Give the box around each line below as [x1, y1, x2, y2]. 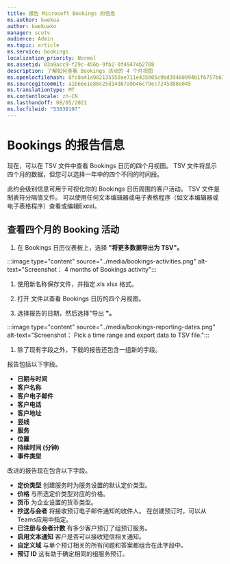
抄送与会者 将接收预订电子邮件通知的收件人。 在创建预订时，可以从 [16, 506, 207, 515]
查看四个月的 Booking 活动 [7, 224, 120, 235]
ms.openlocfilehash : [7, 73, 66, 81]
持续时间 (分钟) [16, 443, 60, 451]
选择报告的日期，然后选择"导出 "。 [16, 309, 115, 317]
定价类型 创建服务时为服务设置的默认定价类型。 [16, 481, 151, 489]
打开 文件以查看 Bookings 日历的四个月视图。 [16, 294, 145, 303]
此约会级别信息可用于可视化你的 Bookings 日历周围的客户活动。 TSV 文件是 [7, 185, 220, 193]
